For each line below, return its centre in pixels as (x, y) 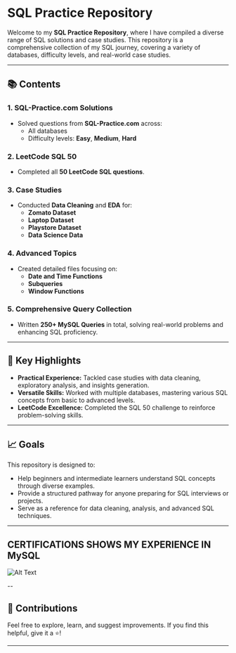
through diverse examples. (56, 486)
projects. (30, 501)
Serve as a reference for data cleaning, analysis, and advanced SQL (116, 508)
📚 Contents (34, 85)
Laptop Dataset (51, 220)
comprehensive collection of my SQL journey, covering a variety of (104, 47)
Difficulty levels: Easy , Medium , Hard (82, 138)
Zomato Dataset (52, 213)
